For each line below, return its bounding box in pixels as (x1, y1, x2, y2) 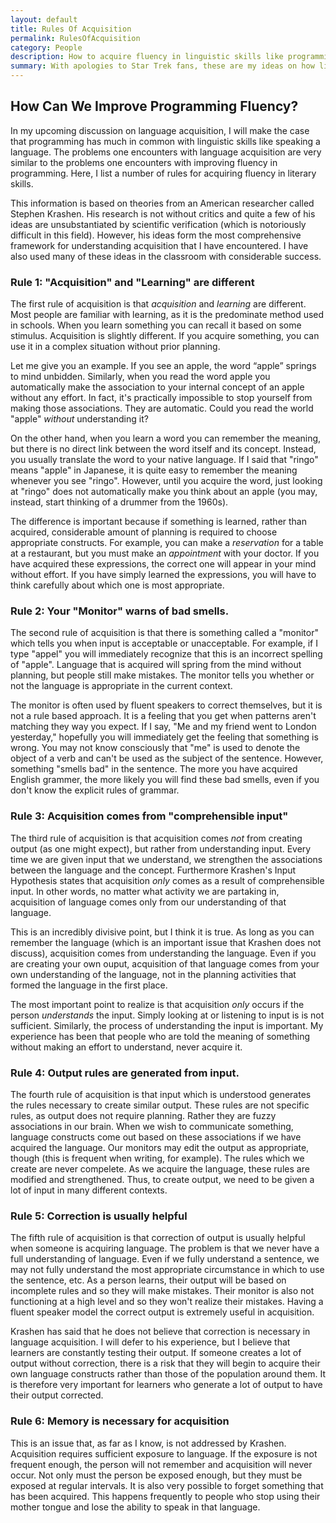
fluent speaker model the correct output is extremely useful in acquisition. (10, 1306, 315, 1318)
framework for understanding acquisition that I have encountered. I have (10, 239, 309, 251)
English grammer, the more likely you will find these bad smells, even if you (10, 774, 320, 786)
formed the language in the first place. (10, 979, 168, 991)
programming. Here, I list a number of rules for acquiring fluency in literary (10, 167, 317, 179)
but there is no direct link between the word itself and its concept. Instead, (10, 443, 317, 455)
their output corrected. (10, 1389, 104, 1401)
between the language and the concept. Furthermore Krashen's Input (10, 864, 297, 876)
